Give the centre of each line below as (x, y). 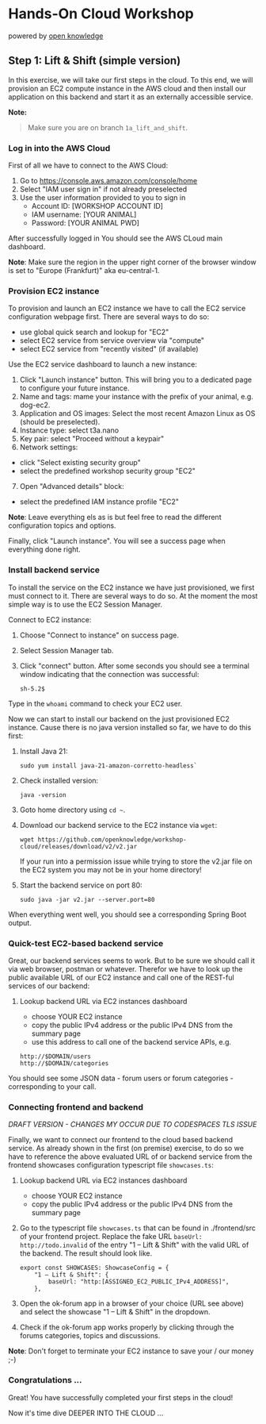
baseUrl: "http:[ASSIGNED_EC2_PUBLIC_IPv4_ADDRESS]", (139, 1282)
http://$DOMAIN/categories (64, 1063)
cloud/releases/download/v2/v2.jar (78, 846)
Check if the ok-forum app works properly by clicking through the (127, 1327)
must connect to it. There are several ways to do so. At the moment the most (133, 595)
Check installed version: (59, 780)
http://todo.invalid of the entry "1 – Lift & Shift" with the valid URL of (134, 1245)
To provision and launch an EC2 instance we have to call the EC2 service (127, 308)
